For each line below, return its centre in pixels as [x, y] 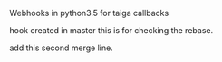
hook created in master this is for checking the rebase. [111, 30]
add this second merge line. [61, 48]
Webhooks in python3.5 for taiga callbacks [89, 13]
